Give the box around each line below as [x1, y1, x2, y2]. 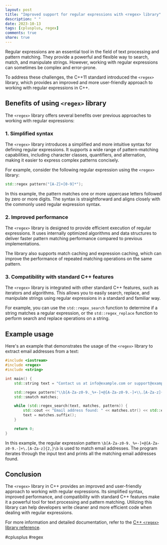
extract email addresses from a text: [5, 349, 79, 355]
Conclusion [5, 470, 42, 479]
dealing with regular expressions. [5, 510, 73, 516]
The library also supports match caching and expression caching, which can [5, 251, 162, 257]
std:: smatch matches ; [14, 394, 59, 399]
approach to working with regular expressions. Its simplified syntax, [5, 488, 144, 495]
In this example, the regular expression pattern [5, 440, 101, 446]
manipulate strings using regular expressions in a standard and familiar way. [5, 295, 161, 301]
